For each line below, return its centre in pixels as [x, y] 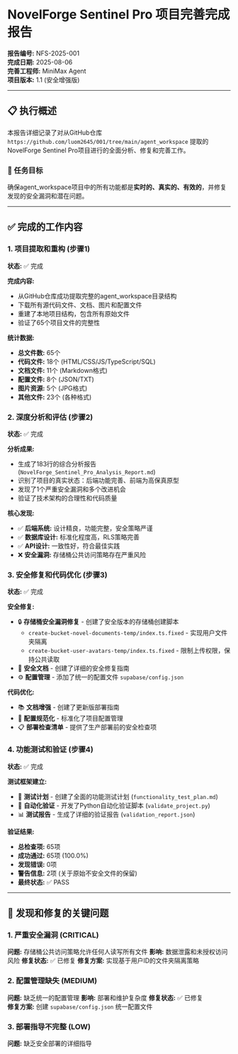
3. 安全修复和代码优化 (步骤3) [57, 575]
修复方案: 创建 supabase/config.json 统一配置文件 [80, 1007]
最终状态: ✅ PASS [43, 882]
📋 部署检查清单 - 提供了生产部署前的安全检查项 [87, 727]
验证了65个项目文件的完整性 [59, 323]
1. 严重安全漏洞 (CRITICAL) [53, 935]
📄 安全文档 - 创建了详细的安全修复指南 [73, 668]
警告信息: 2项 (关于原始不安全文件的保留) [78, 873]
